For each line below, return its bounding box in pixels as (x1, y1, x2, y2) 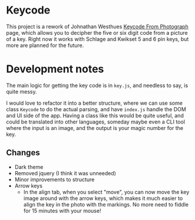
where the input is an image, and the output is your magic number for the (6, 124, 184, 131)
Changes (6, 148, 40, 158)
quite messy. (6, 88, 37, 95)
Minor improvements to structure (14, 176, 95, 183)
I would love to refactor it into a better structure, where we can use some (6, 99, 183, 106)
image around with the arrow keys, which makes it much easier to (23, 195, 183, 202)
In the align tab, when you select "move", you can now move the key (23, 188, 190, 195)
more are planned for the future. (6, 42, 84, 49)
